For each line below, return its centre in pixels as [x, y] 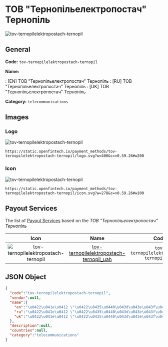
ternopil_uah [97, 259]
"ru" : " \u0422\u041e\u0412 [41, 312]
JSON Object [26, 277]
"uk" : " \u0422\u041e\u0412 [41, 316]
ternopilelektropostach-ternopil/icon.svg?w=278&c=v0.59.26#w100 [74, 193]
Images [17, 117]
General [18, 49]
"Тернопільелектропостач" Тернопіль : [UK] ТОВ [57, 86]
